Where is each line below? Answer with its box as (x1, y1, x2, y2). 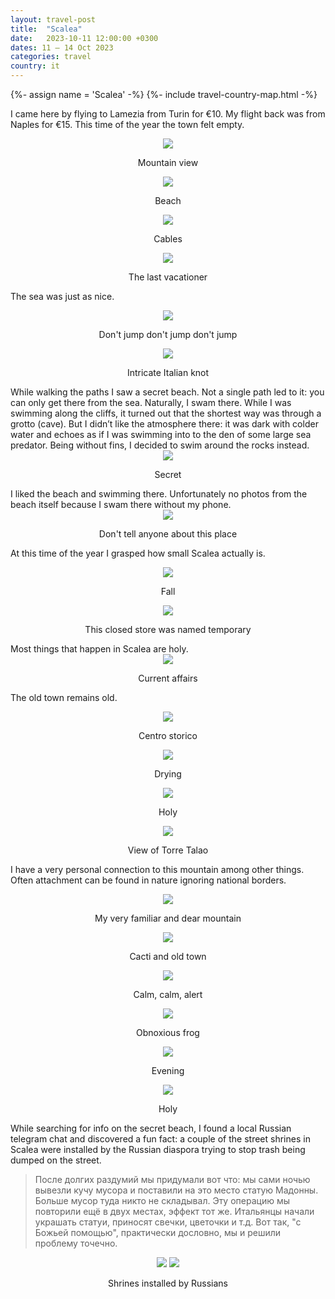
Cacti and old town (129, 951, 207, 962)
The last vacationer (128, 271, 208, 283)
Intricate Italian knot (126, 367, 210, 378)
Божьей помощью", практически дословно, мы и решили (34, 1227, 282, 1238)
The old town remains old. (10, 692, 118, 703)
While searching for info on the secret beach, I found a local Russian (10, 1122, 292, 1134)
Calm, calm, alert (133, 989, 203, 1000)
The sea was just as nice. (10, 291, 115, 302)
